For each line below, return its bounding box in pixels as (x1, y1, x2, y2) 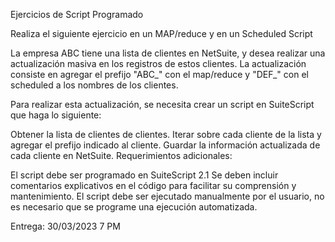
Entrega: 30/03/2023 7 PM (10, 220, 121, 232)
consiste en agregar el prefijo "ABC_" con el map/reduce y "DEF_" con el (10, 69, 309, 80)
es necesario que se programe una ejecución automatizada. (10, 201, 258, 213)
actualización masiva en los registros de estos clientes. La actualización (10, 58, 307, 69)
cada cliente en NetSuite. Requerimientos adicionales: (10, 150, 233, 161)
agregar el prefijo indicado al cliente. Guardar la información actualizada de (10, 139, 321, 151)
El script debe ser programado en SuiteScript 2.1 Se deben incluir (10, 169, 279, 181)
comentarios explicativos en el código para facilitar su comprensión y (10, 180, 297, 191)
